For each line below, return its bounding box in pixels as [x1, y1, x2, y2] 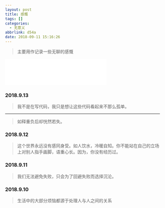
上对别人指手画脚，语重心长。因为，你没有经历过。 [17, 149, 121, 155]
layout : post [5, 7, 32, 12]
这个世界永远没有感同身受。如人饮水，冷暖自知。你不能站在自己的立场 [17, 143, 160, 149]
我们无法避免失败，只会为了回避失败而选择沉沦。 [17, 173, 116, 179]
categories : [5, 21, 29, 26]
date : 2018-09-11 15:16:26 [5, 35, 60, 40]
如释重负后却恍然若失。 [17, 119, 65, 125]
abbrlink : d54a [5, 30, 36, 35]
